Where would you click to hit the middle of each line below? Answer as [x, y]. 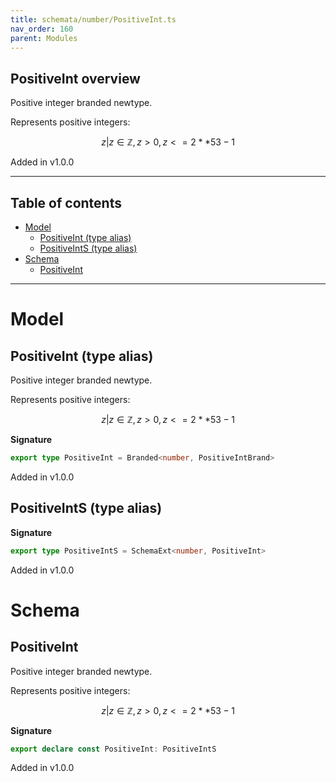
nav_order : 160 [42, 29]
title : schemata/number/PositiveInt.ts [93, 19]
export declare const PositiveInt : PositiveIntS [113, 749]
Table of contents [66, 202]
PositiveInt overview [75, 78]
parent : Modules [44, 38]
